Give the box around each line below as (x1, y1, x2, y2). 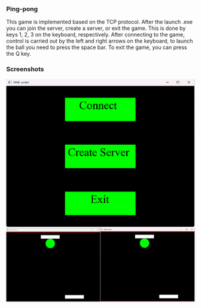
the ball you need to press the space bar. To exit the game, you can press (6, 44, 187, 51)
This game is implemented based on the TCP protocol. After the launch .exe (6, 19, 193, 26)
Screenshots (6, 65, 44, 74)
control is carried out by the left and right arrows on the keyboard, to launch (6, 38, 193, 45)
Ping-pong (6, 5, 38, 13)
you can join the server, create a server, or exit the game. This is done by (6, 25, 186, 32)
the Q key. (6, 50, 32, 57)
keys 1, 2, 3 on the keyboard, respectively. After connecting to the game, (6, 31, 185, 38)
